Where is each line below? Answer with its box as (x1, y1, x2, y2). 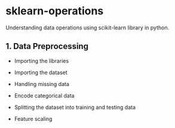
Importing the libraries (14, 57, 69, 64)
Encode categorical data (14, 92, 75, 99)
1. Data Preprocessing (5, 41, 89, 51)
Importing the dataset (14, 69, 68, 76)
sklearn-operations (5, 4, 104, 18)
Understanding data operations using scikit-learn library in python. (5, 24, 170, 31)
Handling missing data (14, 80, 70, 87)
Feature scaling (14, 115, 53, 122)
